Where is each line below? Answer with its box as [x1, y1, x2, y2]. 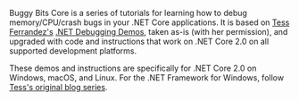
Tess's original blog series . [9, 82, 108, 92]
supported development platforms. [9, 46, 137, 56]
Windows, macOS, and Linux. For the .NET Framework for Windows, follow [9, 72, 284, 83]
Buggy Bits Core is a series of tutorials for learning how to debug [9, 8, 248, 18]
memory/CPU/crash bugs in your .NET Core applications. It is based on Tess [9, 17, 290, 28]
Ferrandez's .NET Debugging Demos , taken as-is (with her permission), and [9, 27, 288, 37]
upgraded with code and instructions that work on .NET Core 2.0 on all [9, 36, 270, 46]
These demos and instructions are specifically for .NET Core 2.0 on [9, 63, 257, 73]
